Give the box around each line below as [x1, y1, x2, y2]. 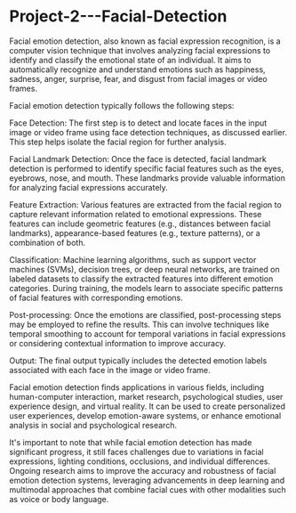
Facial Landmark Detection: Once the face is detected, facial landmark [9, 153, 267, 164]
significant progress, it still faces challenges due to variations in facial [9, 446, 264, 457]
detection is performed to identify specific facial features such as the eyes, [9, 163, 284, 174]
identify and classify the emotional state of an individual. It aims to [9, 54, 252, 65]
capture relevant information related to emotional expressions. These [9, 208, 262, 219]
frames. [9, 83, 38, 94]
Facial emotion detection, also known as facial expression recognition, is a [9, 36, 282, 46]
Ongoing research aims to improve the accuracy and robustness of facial [9, 465, 276, 476]
